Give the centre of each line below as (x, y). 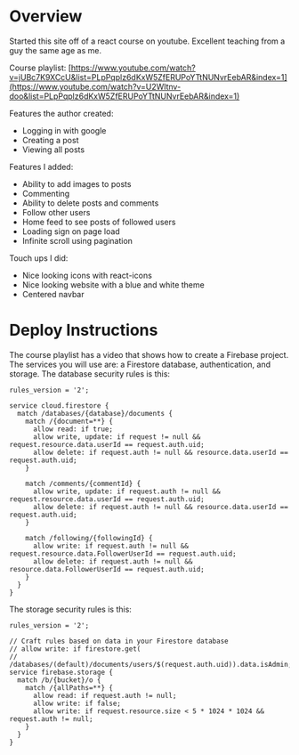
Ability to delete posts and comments (90, 203)
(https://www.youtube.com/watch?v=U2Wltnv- (95, 86)
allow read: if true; (73, 429)
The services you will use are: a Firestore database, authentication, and (140, 364)
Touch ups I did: (39, 258)
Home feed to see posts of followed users (99, 222)
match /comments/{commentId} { (83, 483)
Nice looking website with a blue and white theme (113, 284)
